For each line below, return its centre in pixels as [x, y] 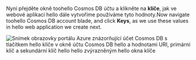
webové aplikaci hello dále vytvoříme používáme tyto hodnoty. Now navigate [98, 15]
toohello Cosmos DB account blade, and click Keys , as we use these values [97, 21]
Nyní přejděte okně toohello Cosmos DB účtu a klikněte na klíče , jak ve [91, 8]
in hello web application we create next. [54, 27]
